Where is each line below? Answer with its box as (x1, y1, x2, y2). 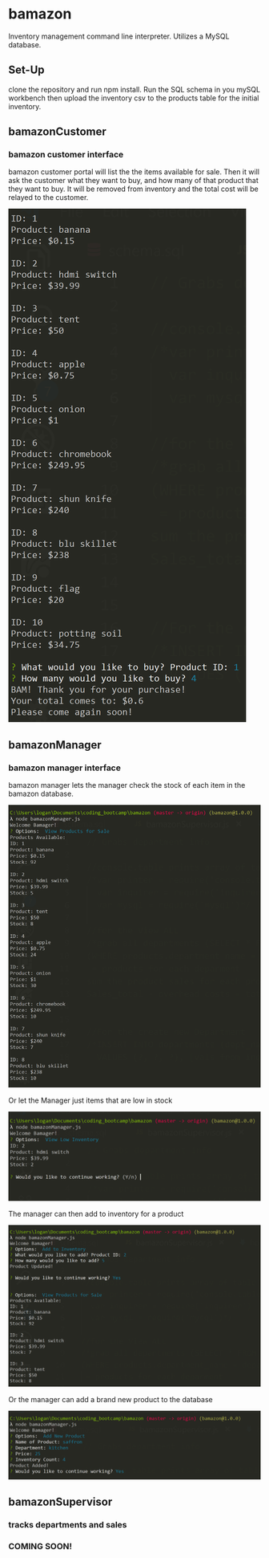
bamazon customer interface (8, 149, 124, 161)
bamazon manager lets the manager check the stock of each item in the (8, 781, 246, 790)
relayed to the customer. (8, 193, 89, 202)
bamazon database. (8, 789, 74, 799)
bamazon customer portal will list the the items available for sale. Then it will (8, 167, 260, 177)
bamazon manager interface (8, 762, 122, 773)
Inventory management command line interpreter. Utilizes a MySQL (8, 31, 230, 41)
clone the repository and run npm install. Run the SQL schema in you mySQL (8, 84, 261, 94)
